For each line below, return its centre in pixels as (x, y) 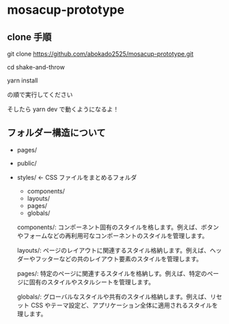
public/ (27, 163)
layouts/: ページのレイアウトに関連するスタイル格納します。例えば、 (113, 250)
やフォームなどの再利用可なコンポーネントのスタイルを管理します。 (112, 235)
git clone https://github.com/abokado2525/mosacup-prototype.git (100, 54)
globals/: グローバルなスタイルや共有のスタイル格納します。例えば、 (113, 297)
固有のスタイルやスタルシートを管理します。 (92, 282)
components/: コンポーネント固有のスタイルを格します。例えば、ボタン (118, 227)
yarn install (23, 80)
